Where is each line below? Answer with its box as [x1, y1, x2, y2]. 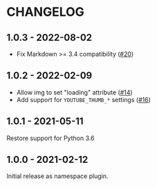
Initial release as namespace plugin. [6, 172, 109, 180]
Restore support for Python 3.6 [6, 134, 95, 142]
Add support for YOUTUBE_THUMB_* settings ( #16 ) [16, 95, 151, 104]
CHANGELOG [6, 4, 84, 20]
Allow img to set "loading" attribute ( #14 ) [16, 88, 133, 97]
